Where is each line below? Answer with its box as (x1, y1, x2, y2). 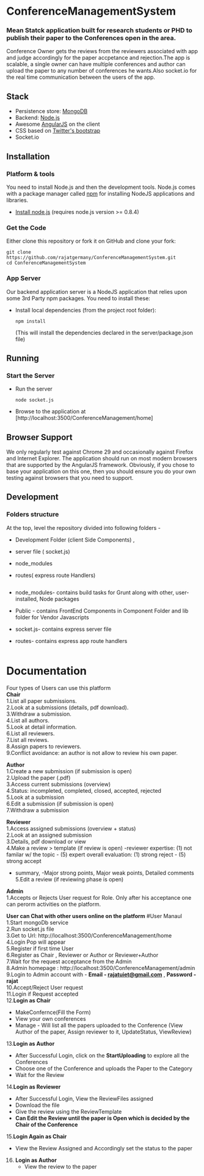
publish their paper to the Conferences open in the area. (6, 34, 176, 42)
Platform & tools (6, 169, 55, 178)
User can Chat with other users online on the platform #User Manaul (6, 912, 182, 919)
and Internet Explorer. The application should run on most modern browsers (6, 455, 197, 462)
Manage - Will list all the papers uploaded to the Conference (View (15, 1021, 183, 1029)
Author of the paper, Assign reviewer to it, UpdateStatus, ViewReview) (15, 1028, 192, 1035)
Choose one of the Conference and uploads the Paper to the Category (15, 1065, 192, 1072)
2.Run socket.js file (6, 925, 54, 933)
